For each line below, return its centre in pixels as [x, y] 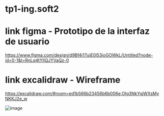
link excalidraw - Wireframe [63, 80]
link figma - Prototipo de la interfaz [77, 31]
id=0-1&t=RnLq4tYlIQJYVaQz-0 [37, 60]
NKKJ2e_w [16, 99]
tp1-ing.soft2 [32, 9]
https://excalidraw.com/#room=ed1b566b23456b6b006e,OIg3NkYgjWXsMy [82, 94]
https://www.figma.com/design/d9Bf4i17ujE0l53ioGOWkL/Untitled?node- [79, 55]
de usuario [27, 42]
